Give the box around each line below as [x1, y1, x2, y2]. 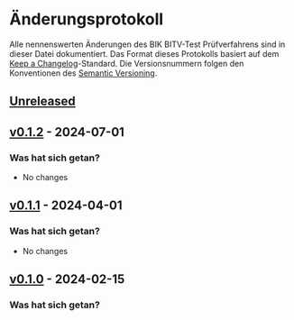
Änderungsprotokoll [9, 9, 164, 30]
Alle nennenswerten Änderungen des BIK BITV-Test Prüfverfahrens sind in [9, 39, 286, 50]
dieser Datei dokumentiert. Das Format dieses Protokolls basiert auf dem [9, 48, 280, 59]
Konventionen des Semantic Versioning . [9, 68, 158, 78]
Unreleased [9, 94, 77, 109]
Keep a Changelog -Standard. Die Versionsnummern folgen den [9, 58, 244, 69]
